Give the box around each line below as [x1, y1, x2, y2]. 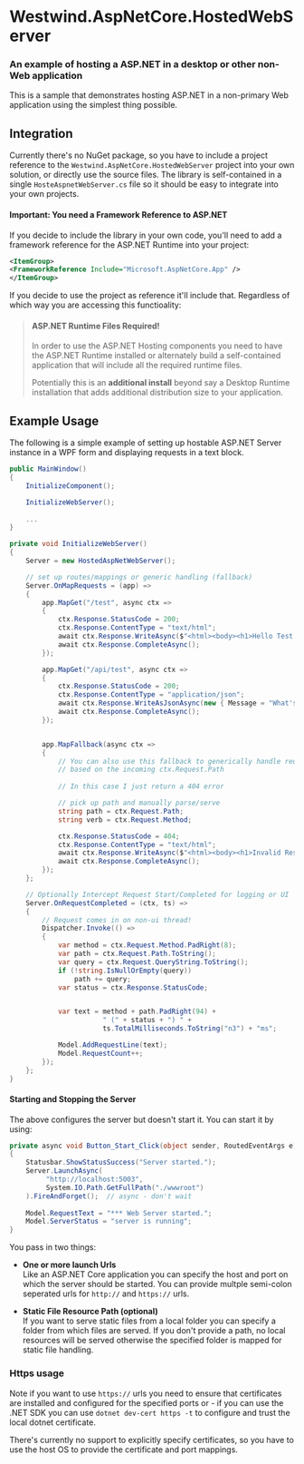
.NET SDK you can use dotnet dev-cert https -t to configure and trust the [9, 1407, 291, 1418]
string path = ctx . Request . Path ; [57, 806, 184, 815]
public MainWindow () [9, 464, 88, 473]
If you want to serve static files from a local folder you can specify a [22, 1315, 276, 1326]
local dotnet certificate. [9, 1417, 97, 1428]
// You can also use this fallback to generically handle [57, 756, 281, 766]
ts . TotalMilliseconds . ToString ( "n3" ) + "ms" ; [102, 1024, 278, 1033]
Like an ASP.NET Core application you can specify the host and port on [22, 1269, 289, 1280]
